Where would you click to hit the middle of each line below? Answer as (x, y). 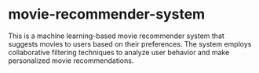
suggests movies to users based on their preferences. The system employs (130, 43)
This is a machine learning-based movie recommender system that (117, 36)
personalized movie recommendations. (71, 61)
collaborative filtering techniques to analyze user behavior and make (119, 52)
